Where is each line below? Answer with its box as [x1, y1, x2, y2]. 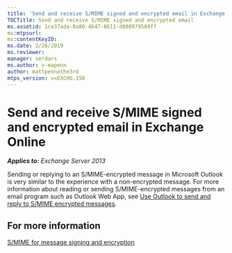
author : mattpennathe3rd [7, 68, 79, 75]
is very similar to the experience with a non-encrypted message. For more [7, 177, 219, 186]
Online [7, 134, 47, 150]
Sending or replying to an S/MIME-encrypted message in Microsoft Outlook [7, 171, 224, 179]
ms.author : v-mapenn [7, 62, 67, 69]
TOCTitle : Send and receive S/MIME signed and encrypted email [7, 17, 194, 24]
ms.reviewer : [7, 49, 45, 56]
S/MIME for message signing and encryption [7, 238, 135, 247]
